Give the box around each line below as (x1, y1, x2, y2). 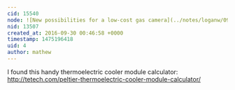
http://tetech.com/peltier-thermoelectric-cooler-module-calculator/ (7, 75, 201, 83)
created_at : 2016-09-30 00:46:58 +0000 (7, 29, 124, 37)
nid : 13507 (7, 23, 39, 30)
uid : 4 (7, 42, 27, 49)
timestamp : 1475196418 (7, 36, 73, 43)
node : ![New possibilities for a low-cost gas (7, 17, 145, 24)
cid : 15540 (7, 10, 39, 17)
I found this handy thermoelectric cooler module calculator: (7, 67, 178, 76)
